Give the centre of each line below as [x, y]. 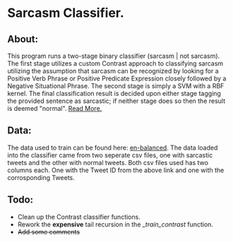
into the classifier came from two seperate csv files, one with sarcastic [110, 155]
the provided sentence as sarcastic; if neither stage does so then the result [116, 101]
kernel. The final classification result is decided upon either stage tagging [114, 93]
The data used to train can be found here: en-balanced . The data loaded [113, 147]
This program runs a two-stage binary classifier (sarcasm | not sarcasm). [114, 56]
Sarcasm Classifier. [66, 13]
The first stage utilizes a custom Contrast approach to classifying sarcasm [115, 63]
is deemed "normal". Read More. [55, 108]
